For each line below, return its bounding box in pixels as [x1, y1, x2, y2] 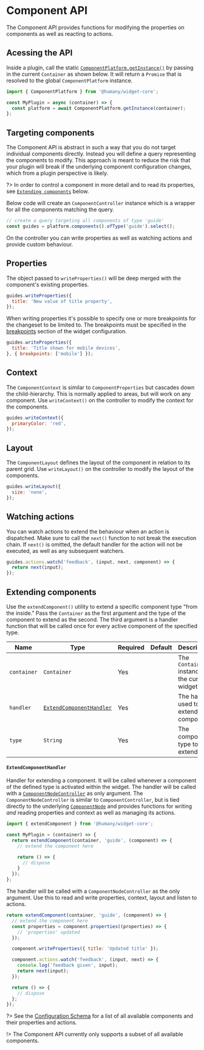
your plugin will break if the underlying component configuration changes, [6, 163, 192, 171]
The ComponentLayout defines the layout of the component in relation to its [6, 459, 191, 466]
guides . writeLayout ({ [6, 484, 61, 490]
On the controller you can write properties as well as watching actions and [6, 234, 192, 242]
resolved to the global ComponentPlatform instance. [6, 76, 133, 84]
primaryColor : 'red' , [12, 420, 67, 427]
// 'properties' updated [17, 929, 80, 935]
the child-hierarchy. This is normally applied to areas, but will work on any [6, 390, 191, 398]
